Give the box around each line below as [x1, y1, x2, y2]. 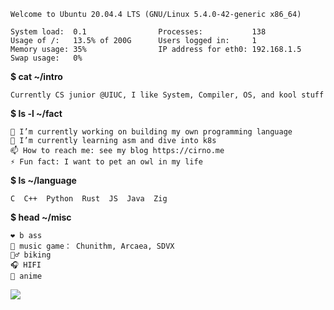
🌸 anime [10, 271, 43, 281]
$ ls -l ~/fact [10, 108, 63, 119]
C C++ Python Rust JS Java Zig [10, 194, 168, 204]
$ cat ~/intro [10, 71, 63, 82]
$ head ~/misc [10, 211, 72, 223]
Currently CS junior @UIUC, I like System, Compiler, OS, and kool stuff [10, 90, 325, 100]
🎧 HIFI [10, 260, 42, 270]
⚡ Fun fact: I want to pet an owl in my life [10, 157, 203, 167]
